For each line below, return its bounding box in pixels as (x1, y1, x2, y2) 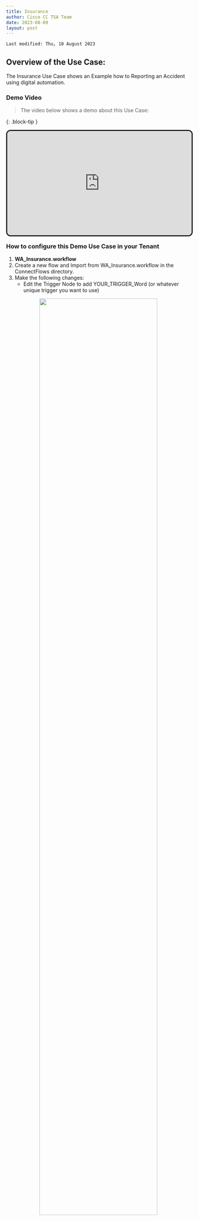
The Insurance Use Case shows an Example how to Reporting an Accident (6, 73, 186, 80)
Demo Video (6, 93, 42, 102)
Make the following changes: (14, 274, 85, 281)
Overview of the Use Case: (6, 57, 106, 67)
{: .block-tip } (6, 118, 38, 125)
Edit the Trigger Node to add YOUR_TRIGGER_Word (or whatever (23, 280, 180, 288)
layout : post (6, 25, 38, 31)
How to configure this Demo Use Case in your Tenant (6, 242, 160, 250)
